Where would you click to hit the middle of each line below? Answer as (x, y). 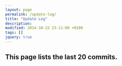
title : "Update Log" (27, 19)
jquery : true (19, 37)
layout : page (19, 10)
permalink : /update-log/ (31, 14)
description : (19, 23)
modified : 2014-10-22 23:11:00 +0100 (44, 28)
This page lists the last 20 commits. (61, 57)
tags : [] (14, 33)
